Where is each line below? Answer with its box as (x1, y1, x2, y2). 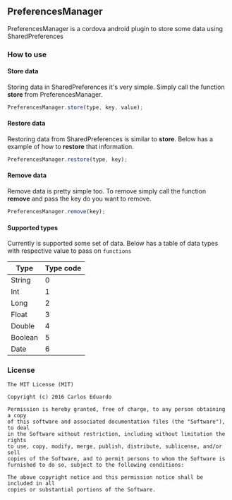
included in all (7, 480, 55, 487)
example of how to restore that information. (7, 143, 134, 151)
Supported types (7, 223, 59, 232)
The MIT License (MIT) (7, 381, 74, 388)
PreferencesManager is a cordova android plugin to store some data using (7, 24, 224, 32)
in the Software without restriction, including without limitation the (7, 431, 226, 438)
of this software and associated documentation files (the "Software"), (7, 418, 226, 426)
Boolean (11, 333, 39, 343)
